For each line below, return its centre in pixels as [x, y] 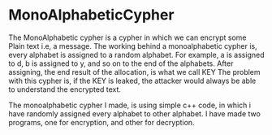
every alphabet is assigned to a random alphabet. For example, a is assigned [136, 54]
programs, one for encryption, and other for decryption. [101, 122]
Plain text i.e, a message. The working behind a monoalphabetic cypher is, [133, 46]
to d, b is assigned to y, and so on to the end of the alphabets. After [121, 63]
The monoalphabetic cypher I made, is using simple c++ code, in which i [130, 105]
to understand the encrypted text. [65, 89]
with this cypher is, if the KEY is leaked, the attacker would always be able [132, 81]
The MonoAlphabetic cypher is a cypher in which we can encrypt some [127, 37]
